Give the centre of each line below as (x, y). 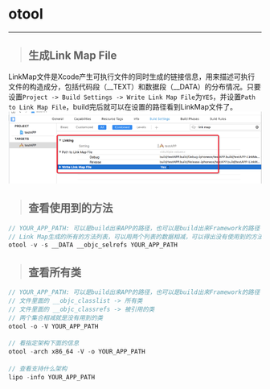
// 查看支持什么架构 (38, 369)
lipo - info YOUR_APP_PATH (51, 377)
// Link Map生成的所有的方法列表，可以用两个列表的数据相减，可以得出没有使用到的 (130, 237)
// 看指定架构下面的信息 (44, 343)
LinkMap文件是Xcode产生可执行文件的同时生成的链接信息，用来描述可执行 (132, 77)
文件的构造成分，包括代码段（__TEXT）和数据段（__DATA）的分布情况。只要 (135, 86)
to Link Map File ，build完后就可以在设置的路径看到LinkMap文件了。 (123, 106)
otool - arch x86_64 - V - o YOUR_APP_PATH (77, 352)
